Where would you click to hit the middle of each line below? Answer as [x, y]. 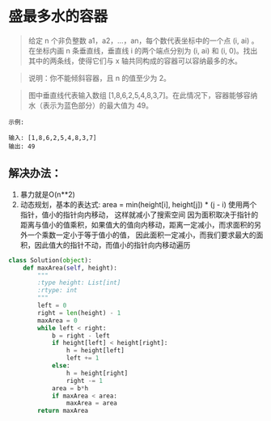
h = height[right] [97, 373]
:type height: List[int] [79, 283]
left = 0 [52, 305]
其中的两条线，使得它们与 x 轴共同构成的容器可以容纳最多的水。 [135, 61]
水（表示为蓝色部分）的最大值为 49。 [91, 105]
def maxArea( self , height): [70, 268]
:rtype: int [58, 291]
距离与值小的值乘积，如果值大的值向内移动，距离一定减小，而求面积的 [137, 224]
